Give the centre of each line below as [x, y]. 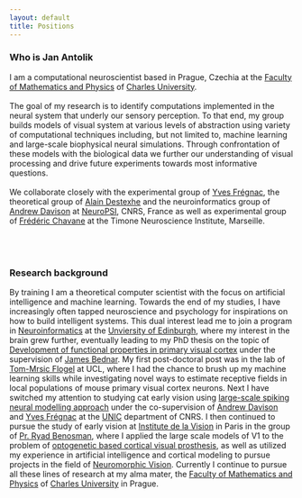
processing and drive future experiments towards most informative [133, 163]
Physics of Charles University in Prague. [84, 484]
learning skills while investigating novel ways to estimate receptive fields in [148, 378]
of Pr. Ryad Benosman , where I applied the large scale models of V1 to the [146, 436]
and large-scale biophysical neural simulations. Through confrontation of [145, 144]
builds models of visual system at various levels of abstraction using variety [150, 125]
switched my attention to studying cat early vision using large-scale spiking [150, 398]
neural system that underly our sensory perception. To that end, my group [147, 115]
